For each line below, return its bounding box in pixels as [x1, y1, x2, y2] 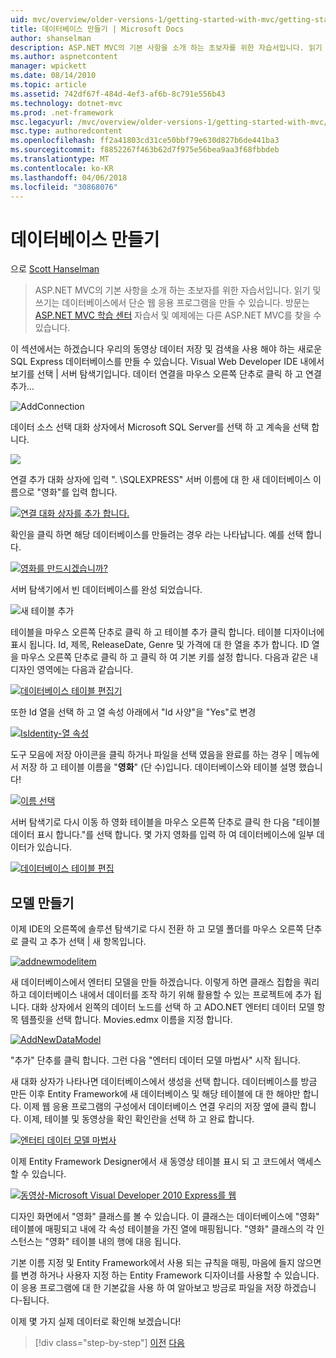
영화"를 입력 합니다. [41, 486, 118, 498]
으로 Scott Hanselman [10, 263, 100, 275]
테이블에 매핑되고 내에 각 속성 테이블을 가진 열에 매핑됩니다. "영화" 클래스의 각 [10, 1223, 315, 1235]
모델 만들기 [10, 894, 75, 911]
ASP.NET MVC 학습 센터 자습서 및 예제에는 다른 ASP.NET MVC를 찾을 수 [34, 309, 322, 321]
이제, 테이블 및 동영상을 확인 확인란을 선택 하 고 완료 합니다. [23, 1113, 255, 1125]
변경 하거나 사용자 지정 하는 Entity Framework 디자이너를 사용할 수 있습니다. [20, 1269, 320, 1281]
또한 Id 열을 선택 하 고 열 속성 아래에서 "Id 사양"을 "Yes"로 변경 [10, 706, 257, 718]
